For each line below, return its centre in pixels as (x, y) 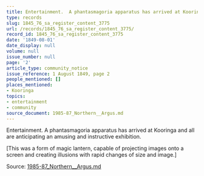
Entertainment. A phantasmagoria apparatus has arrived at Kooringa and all (100, 130)
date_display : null (31, 46)
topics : (16, 96)
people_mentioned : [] (34, 79)
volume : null (23, 51)
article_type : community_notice (47, 68)
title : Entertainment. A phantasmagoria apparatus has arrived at (93, 12)
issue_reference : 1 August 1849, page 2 (58, 74)
